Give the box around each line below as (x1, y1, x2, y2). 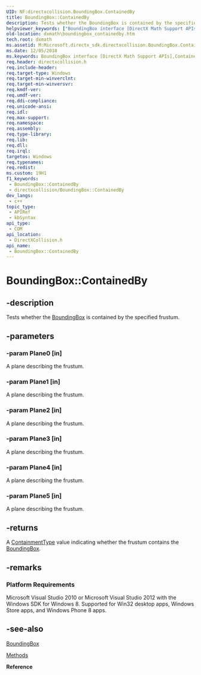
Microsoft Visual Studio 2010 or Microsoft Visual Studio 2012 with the (6, 594, 176, 601)
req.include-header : (6, 64, 58, 71)
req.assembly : (6, 126, 42, 132)
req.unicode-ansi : (6, 103, 52, 110)
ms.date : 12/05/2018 (6, 48, 58, 54)
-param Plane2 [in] (6, 406, 62, 414)
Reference (6, 663, 33, 670)
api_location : (6, 231, 42, 237)
